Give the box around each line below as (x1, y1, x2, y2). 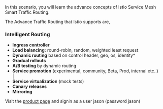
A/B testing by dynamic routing (12, 63, 76, 69)
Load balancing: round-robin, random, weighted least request (12, 47, 139, 53)
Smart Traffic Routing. (5, 9, 50, 15)
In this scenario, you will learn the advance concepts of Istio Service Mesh (5, 4, 156, 10)
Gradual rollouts (12, 58, 46, 64)
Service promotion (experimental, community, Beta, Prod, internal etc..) (12, 68, 159, 74)
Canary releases (12, 84, 47, 89)
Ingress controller (12, 42, 50, 48)
